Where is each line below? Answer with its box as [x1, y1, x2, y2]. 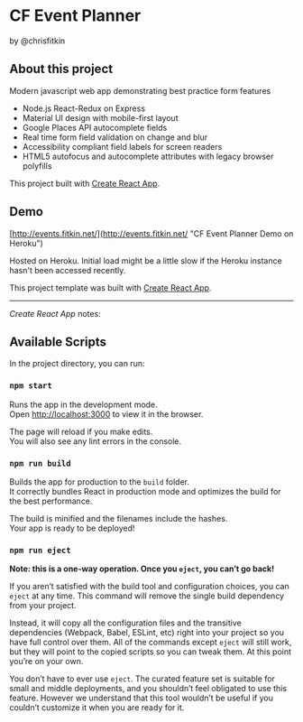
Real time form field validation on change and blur [22, 132, 208, 143]
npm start [9, 381, 52, 391]
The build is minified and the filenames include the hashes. [9, 513, 228, 523]
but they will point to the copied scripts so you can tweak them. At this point [9, 646, 291, 657]
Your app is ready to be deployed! [9, 523, 135, 533]
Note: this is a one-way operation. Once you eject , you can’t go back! [9, 563, 275, 574]
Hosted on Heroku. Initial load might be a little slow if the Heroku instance [9, 255, 282, 266]
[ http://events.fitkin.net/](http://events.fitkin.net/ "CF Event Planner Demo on [9, 227, 294, 239]
